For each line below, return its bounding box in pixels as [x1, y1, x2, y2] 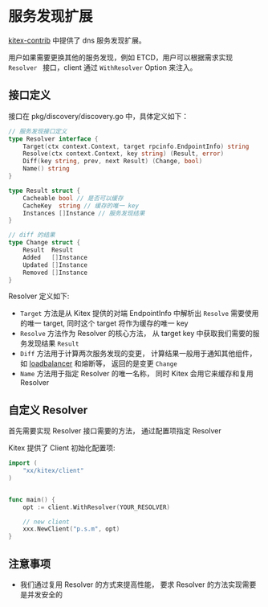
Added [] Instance [22, 253, 88, 261]
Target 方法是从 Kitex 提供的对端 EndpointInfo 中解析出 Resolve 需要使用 [19, 309, 259, 318]
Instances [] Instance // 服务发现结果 [22, 209, 145, 217]
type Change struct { [8, 239, 81, 247]
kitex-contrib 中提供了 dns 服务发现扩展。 [8, 35, 146, 45]
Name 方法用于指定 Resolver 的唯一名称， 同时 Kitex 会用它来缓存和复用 [19, 369, 254, 379]
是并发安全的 [19, 590, 63, 599]
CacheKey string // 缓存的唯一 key [22, 202, 139, 210]
